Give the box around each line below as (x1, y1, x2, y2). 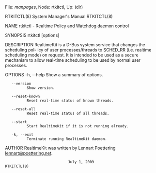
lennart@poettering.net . (5, 150, 53, 156)
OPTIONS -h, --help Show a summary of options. (5, 72, 103, 77)
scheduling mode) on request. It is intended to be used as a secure (5, 52, 139, 58)
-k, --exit (11, 132, 34, 137)
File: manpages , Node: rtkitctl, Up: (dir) (5, 4, 83, 10)
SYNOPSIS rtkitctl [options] (5, 33, 60, 38)
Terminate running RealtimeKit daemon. (26, 137, 108, 141)
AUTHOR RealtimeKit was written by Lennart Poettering (5, 145, 116, 151)
